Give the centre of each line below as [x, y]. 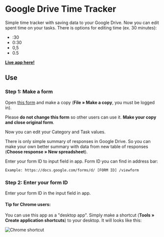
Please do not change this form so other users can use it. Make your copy [81, 117]
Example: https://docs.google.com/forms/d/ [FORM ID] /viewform [72, 170]
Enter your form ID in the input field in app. [48, 193]
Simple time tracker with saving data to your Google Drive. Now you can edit [82, 23]
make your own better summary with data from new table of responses [77, 146]
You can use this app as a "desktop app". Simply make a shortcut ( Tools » [80, 215]
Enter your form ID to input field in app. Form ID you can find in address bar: [82, 161]
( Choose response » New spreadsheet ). [47, 152]
